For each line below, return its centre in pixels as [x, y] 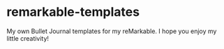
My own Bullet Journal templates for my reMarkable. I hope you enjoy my [112, 31]
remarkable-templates [73, 12]
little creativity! [28, 38]
